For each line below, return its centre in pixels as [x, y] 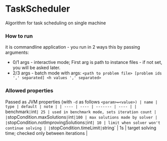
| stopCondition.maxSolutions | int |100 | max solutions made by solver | [81, 117]
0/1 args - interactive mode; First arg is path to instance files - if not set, [87, 62]
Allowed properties [29, 91]
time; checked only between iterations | [46, 133]
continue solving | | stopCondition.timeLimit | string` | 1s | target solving [81, 128]
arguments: [17, 52]
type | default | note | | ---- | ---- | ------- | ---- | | [71, 107]
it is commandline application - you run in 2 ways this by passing [73, 47]
